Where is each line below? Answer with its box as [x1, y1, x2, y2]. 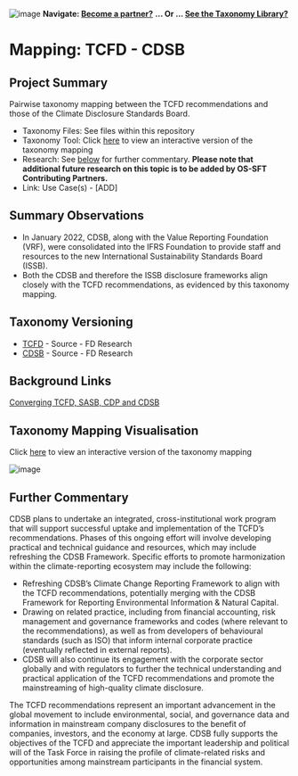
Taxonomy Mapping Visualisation [9, 423, 198, 438]
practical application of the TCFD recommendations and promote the [21, 673, 275, 684]
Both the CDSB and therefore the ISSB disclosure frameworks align [21, 269, 269, 280]
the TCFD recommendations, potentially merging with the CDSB [21, 588, 256, 599]
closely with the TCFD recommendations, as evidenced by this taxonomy [21, 279, 290, 290]
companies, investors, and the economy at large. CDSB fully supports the [9, 728, 278, 739]
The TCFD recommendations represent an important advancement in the [9, 700, 276, 711]
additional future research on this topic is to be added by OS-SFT [21, 163, 268, 174]
